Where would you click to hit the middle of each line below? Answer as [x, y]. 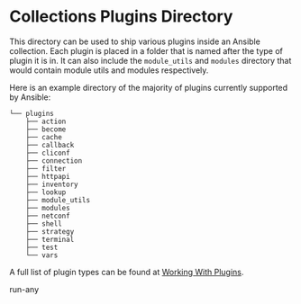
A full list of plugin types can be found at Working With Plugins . [127, 272]
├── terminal [50, 239]
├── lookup [46, 192]
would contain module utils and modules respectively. [109, 70]
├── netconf [48, 216]
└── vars [42, 255]
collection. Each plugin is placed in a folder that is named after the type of [146, 50]
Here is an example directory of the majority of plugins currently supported [149, 87]
